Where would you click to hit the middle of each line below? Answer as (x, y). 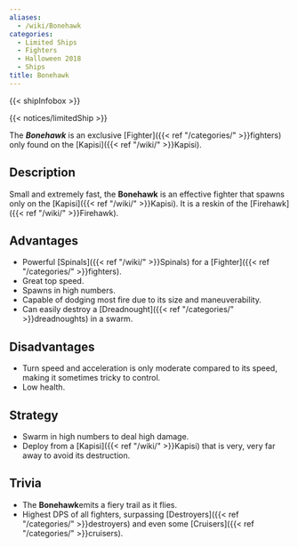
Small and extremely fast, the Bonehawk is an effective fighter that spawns (147, 194)
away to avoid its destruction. (76, 455)
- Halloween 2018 (49, 59)
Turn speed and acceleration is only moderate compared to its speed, (149, 368)
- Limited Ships (47, 42)
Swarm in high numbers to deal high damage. (105, 436)
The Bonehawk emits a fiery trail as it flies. (100, 504)
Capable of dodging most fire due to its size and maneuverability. (142, 300)
